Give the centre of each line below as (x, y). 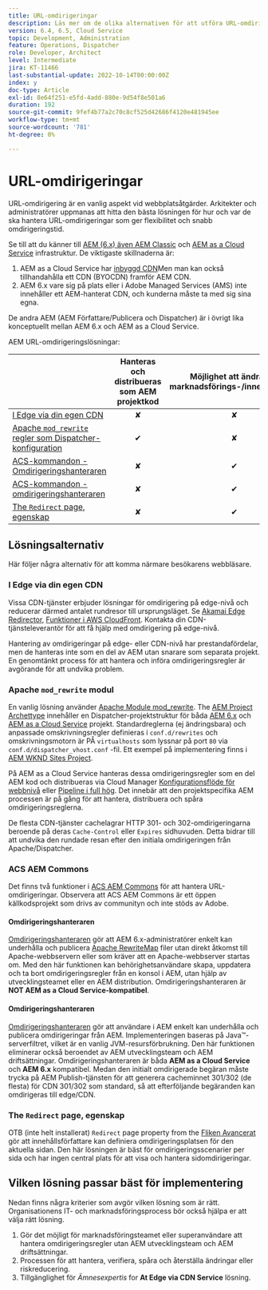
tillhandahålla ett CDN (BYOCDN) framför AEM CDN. (105, 277)
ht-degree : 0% (32, 134)
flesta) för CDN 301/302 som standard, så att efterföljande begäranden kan (132, 1086)
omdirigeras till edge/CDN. (52, 1094)
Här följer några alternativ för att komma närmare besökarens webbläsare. (130, 564)
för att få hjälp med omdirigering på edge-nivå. (142, 627)
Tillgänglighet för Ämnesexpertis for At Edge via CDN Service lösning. (135, 1277)
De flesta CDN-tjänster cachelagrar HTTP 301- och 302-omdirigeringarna (130, 822)
